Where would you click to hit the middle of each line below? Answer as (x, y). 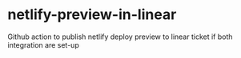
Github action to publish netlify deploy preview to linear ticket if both (120, 37)
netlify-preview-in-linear (92, 15)
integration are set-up (43, 44)
